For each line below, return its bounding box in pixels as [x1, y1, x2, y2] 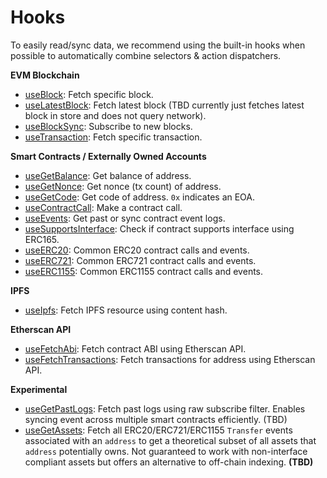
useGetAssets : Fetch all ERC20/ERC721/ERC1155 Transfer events [24, 424, 293, 436]
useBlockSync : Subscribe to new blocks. [24, 120, 193, 132]
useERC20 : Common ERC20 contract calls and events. [24, 244, 250, 256]
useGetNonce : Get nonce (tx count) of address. [24, 180, 222, 192]
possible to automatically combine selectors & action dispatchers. [10, 49, 282, 61]
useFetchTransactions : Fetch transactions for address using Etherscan [24, 353, 316, 365]
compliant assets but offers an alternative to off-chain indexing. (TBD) [24, 456, 314, 468]
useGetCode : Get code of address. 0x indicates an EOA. [24, 191, 256, 203]
